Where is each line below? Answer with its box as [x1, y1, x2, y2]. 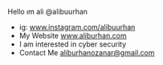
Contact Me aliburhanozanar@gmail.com [18, 48, 155, 57]
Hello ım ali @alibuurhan [7, 7, 88, 16]
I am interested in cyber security [18, 39, 127, 49]
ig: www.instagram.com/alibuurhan [18, 22, 136, 31]
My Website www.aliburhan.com [18, 31, 127, 40]
